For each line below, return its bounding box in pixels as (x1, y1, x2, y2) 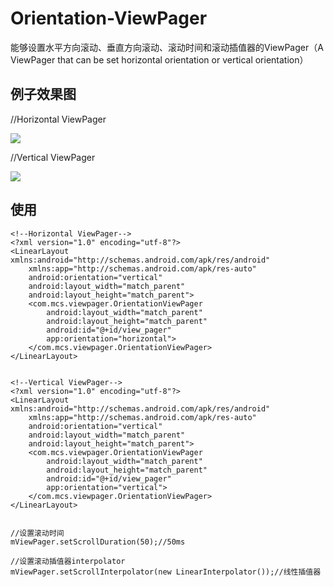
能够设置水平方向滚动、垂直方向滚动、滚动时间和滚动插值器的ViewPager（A (10, 41, 324, 53)
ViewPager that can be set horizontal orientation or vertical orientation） (10, 53, 309, 66)
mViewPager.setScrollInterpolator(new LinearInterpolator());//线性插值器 (10, 567, 322, 577)
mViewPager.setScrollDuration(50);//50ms (10, 537, 186, 547)
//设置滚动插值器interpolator (10, 556, 126, 566)
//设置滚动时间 (10, 528, 65, 538)
